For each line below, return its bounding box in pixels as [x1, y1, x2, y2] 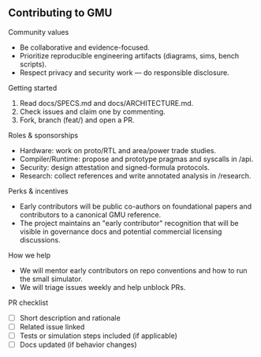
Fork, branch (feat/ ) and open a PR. [19, 115, 135, 125]
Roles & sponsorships [8, 130, 79, 140]
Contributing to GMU [8, 6, 113, 20]
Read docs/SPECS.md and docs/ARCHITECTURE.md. [19, 98, 194, 107]
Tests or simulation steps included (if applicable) [19, 331, 177, 340]
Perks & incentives [8, 186, 69, 196]
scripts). [19, 59, 47, 69]
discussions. [19, 235, 61, 244]
